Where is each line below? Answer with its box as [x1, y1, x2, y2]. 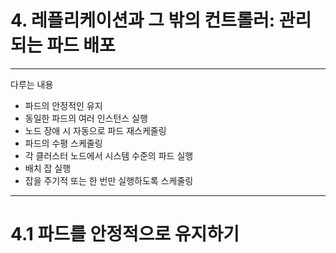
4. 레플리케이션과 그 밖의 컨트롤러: [10, 9, 275, 32]
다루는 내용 [10, 78, 54, 90]
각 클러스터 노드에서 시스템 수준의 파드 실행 [24, 149, 194, 161]
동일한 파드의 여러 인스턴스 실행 [24, 112, 148, 124]
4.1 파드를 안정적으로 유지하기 [10, 223, 240, 246]
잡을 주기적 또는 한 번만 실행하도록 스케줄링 [24, 174, 194, 186]
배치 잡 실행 [24, 162, 72, 174]
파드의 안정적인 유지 [24, 99, 103, 111]
